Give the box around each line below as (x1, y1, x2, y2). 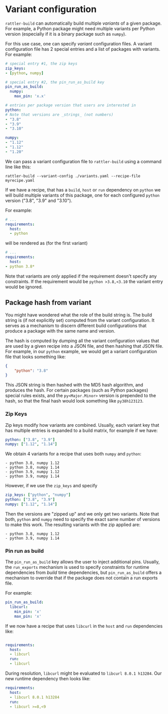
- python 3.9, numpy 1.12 (5, 470, 59, 475)
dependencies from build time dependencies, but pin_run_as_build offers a (5, 569, 162, 575)
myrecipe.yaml (5, 178, 35, 183)
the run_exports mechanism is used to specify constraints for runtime (5, 564, 149, 570)
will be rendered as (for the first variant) (5, 240, 88, 246)
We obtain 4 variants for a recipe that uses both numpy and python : (5, 451, 142, 457)
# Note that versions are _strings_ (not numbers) (5, 112, 114, 117)
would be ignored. (5, 284, 43, 290)
